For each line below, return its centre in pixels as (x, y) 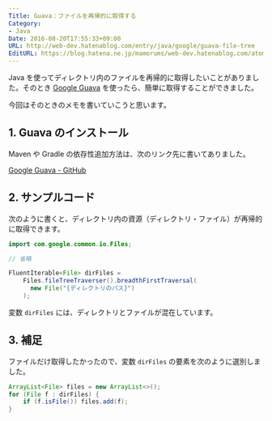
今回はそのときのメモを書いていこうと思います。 (90, 105)
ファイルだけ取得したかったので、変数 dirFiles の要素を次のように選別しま (135, 361)
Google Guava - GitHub (47, 170)
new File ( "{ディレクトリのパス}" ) (82, 288)
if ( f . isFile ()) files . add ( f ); (76, 402)
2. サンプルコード (52, 198)
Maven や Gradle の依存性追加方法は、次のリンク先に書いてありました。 (130, 154)
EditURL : (23, 53)
